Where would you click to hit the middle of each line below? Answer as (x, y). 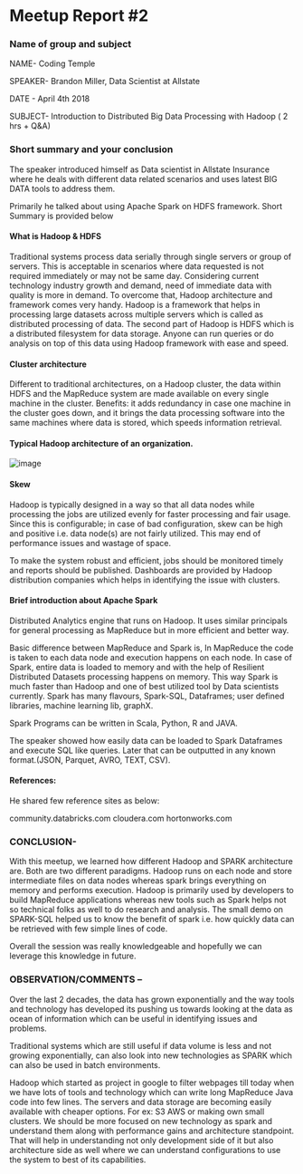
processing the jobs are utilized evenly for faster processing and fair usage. (150, 514)
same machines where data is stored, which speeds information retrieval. (146, 423)
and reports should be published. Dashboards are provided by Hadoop (141, 570)
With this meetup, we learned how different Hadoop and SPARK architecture (151, 861)
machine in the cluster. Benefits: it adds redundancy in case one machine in (150, 403)
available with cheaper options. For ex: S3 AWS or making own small (137, 1111)
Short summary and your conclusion (91, 149)
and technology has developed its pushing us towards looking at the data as (151, 1009)
